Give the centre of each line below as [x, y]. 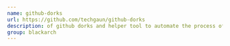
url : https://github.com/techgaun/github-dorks [76, 20]
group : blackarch [32, 32]
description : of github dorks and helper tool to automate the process [111, 26]
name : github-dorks [35, 13]
